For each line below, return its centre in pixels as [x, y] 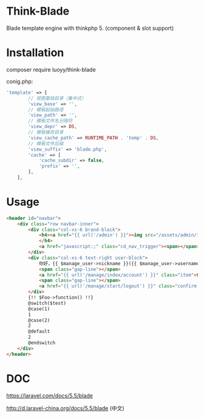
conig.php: [20, 81]
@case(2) [39, 320]
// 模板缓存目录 [46, 132]
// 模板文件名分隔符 [50, 121]
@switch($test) [47, 303]
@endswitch [42, 343]
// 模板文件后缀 [46, 143]
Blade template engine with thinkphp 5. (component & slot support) [90, 28]
